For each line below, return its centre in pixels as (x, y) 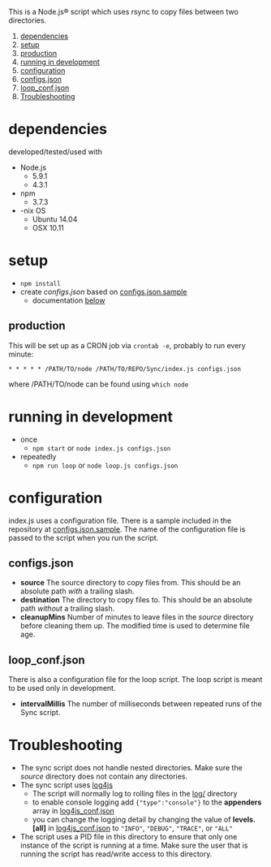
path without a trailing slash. (67, 609)
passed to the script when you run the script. (84, 537)
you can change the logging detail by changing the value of (131, 820)
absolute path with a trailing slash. (77, 591)
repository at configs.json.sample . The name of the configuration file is (127, 529)
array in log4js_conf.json (73, 811)
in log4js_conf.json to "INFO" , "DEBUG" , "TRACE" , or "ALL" (141, 828)
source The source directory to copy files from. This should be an (130, 583)
